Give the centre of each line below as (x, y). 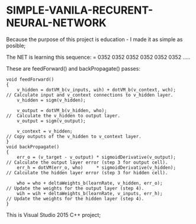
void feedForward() (30, 79)
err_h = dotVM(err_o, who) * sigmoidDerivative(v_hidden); (97, 167)
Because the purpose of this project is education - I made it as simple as (94, 39)
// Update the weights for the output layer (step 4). (75, 188)
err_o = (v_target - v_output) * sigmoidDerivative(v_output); (97, 157)
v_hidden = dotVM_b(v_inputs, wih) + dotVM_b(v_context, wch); (97, 89)
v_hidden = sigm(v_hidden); (51, 100)
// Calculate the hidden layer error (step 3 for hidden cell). (87, 172)
